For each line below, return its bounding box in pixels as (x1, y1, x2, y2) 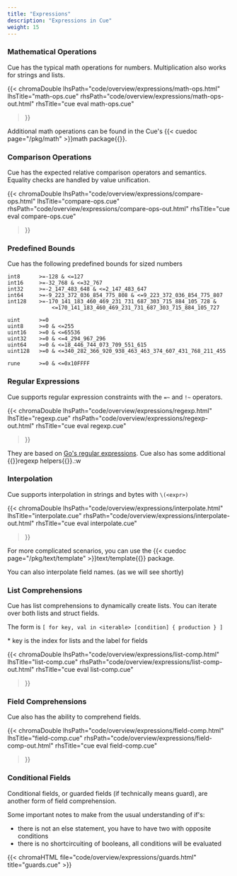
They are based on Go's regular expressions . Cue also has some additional (7, 449, 226, 457)
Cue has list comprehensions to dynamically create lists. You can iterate (7, 602, 217, 610)
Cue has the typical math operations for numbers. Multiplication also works (7, 63, 226, 72)
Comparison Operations (7, 152, 92, 162)
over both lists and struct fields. (7, 609, 100, 617)
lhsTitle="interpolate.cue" (7, 511, 82, 520)
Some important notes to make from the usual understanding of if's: (7, 810, 205, 819)
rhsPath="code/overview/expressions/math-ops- (80, 91, 224, 100)
